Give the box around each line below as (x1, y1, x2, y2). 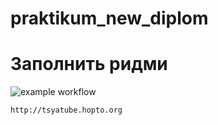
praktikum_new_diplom (10, 7, 209, 30)
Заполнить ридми (10, 53, 168, 76)
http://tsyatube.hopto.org (10, 105, 123, 116)
